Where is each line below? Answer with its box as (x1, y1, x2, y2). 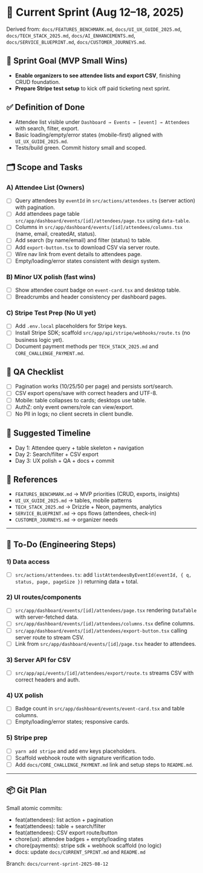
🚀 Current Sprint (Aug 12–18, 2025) (6, 5, 184, 19)
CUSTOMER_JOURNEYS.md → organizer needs (14, 516, 118, 523)
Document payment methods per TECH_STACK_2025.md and (14, 343, 159, 350)
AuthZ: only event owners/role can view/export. (14, 403, 134, 410)
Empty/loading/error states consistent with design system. (14, 257, 161, 265)
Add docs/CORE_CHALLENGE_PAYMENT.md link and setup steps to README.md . (14, 761, 193, 768)
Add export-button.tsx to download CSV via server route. (14, 243, 160, 251)
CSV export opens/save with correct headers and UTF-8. (14, 390, 158, 397)
